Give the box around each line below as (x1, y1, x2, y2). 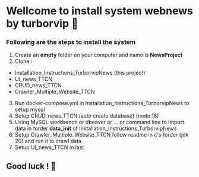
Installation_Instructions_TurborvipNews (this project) (14, 69, 146, 77)
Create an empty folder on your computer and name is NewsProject (14, 52, 183, 59)
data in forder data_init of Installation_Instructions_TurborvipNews (14, 125, 177, 132)
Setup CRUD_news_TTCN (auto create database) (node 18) (14, 112, 159, 119)
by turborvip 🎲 (6, 17, 78, 30)
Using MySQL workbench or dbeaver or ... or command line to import (14, 119, 184, 126)
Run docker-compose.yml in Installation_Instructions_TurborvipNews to (14, 100, 189, 107)
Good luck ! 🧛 (6, 161, 56, 171)
